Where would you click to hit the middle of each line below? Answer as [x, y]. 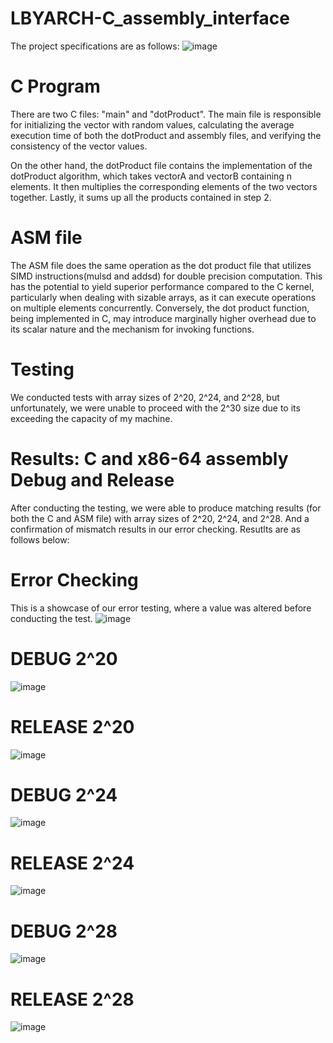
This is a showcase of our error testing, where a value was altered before [161, 608]
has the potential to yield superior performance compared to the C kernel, [162, 286]
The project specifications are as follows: [95, 46]
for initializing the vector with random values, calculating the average [152, 124]
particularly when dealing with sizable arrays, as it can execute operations [163, 297]
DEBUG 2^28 [64, 931]
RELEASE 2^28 [72, 999]
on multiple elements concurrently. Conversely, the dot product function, [160, 308]
